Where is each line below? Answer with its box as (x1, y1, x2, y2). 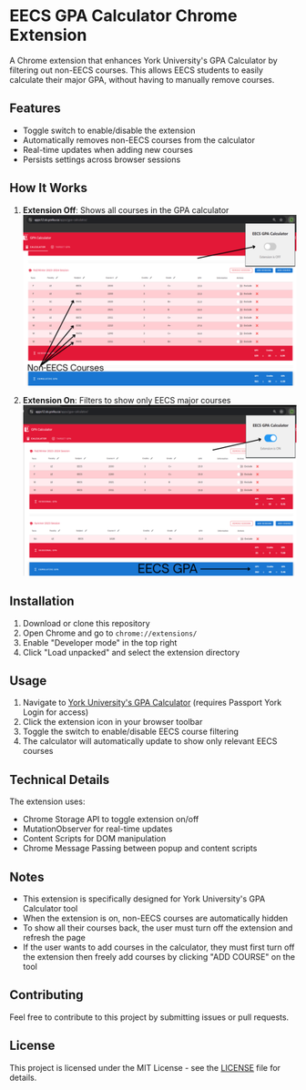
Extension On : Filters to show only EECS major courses (22, 394, 231, 405)
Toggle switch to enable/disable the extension (22, 125, 196, 136)
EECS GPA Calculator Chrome (9, 5, 238, 26)
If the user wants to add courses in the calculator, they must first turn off (22, 942, 295, 952)
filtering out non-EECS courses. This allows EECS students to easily (9, 65, 264, 76)
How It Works (9, 180, 88, 196)
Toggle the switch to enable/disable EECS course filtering (22, 726, 240, 738)
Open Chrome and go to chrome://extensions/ (22, 627, 198, 638)
